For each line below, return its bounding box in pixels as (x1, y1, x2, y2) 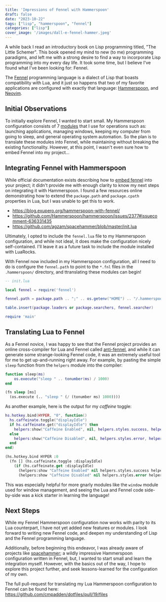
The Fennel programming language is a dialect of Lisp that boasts (5, 75, 139, 80)
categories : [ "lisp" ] (5, 26, 50, 31)
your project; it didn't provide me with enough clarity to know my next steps (5, 182, 160, 188)
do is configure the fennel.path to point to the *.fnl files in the (5, 264, 133, 270)
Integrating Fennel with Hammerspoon (5, 164, 126, 172)
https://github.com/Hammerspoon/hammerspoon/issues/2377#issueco (12, 213, 158, 219)
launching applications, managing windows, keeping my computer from (5, 128, 151, 134)
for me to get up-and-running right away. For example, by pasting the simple (5, 357, 161, 363)
